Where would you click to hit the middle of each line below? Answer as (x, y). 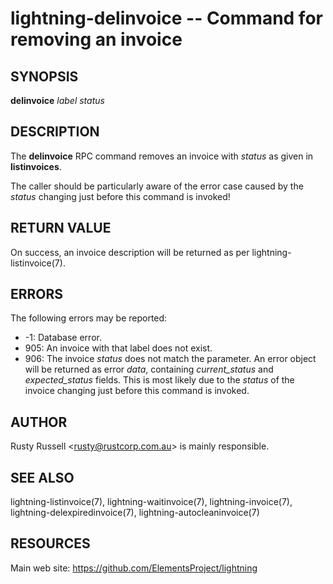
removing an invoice (96, 39)
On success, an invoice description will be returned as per (130, 252)
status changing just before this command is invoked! (120, 196)
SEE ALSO (42, 477)
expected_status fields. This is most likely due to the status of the (159, 380)
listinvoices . (36, 166)
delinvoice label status (57, 100)
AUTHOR (39, 422)
